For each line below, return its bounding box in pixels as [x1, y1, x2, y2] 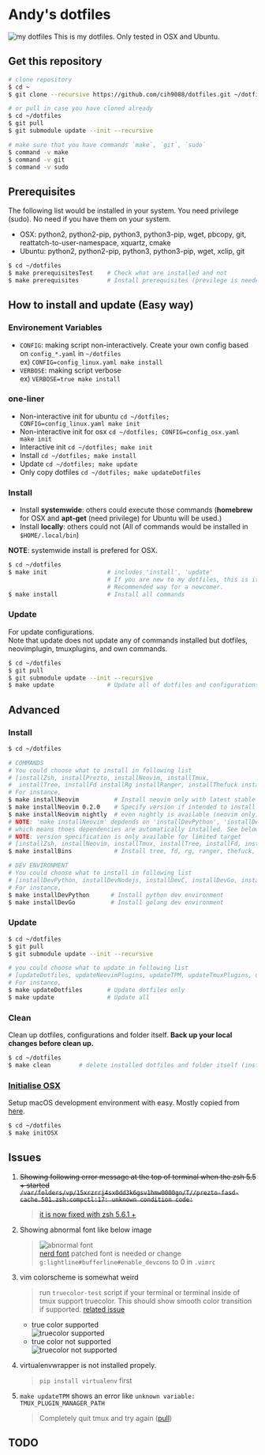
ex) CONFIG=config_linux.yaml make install [19, 357, 163, 366]
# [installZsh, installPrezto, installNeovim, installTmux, [8, 774, 211, 782]
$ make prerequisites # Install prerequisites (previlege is [8, 276, 238, 284]
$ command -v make [8, 148, 69, 156]
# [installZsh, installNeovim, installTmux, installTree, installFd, [8, 840, 242, 848]
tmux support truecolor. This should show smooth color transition [39, 1296, 252, 1305]
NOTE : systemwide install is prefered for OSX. [8, 546, 158, 555]
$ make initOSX [8, 1129, 58, 1137]
